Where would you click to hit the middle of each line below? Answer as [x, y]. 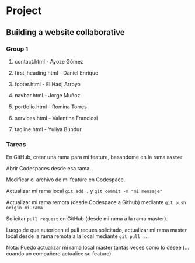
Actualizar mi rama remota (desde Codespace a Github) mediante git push [96, 202]
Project [24, 11]
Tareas [16, 144]
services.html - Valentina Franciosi [56, 118]
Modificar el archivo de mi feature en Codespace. [66, 180]
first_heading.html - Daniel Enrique [56, 73]
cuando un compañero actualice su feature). [59, 254]
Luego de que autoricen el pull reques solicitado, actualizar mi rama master [97, 230]
